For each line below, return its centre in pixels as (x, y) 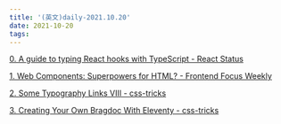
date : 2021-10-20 (41, 26)
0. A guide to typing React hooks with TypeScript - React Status (126, 59)
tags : (19, 34)
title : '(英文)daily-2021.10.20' (70, 17)
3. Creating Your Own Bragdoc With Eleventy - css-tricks (114, 111)
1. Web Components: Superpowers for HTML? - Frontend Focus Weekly (140, 76)
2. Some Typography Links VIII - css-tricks (88, 93)
